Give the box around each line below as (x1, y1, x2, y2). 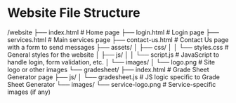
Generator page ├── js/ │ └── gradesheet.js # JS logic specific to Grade (7, 72, 220, 81)
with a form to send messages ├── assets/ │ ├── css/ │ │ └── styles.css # (7, 43, 229, 51)
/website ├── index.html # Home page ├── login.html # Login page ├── (7, 28, 219, 36)
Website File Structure (7, 5, 140, 21)
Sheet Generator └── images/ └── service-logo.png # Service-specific (7, 80, 216, 88)
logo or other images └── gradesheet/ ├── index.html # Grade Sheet (7, 65, 209, 74)
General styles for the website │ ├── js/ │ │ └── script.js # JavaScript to (7, 50, 220, 59)
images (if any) (7, 88, 51, 96)
